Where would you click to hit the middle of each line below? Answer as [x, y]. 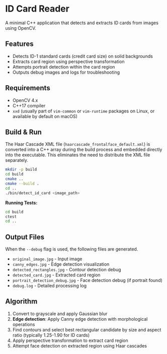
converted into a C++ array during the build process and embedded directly [84, 150]
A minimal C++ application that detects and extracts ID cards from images [82, 23]
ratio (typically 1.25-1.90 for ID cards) [51, 335]
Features [19, 44]
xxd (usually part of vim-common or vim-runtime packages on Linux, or [83, 111]
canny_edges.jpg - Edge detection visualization [61, 264]
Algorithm [21, 301]
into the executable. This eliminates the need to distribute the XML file [78, 155]
